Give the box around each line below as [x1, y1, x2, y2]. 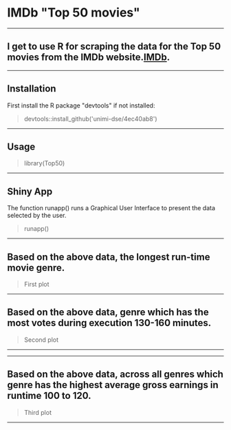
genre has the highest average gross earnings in [7, 379, 219, 391]
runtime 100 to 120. [7, 390, 91, 402]
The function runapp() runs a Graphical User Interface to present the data [7, 204, 215, 212]
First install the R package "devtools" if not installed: [7, 101, 155, 110]
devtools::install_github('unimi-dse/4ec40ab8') [23, 114, 157, 123]
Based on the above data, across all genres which [7, 369, 223, 380]
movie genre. [7, 262, 65, 274]
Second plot [23, 336, 59, 344]
